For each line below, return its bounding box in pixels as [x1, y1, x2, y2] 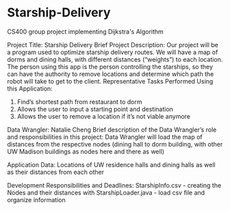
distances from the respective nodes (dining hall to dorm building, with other [7, 140, 223, 148]
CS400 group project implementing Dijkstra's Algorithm [7, 27, 164, 36]
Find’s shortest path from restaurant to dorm [16, 97, 142, 105]
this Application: [7, 84, 53, 92]
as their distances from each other [7, 168, 105, 176]
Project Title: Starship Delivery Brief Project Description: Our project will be [7, 40, 219, 49]
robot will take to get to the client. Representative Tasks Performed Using [7, 77, 214, 85]
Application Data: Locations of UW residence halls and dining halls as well [7, 160, 216, 169]
